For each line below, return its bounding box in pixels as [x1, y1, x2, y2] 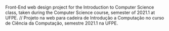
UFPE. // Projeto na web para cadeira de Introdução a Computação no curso [5, 15, 164, 20]
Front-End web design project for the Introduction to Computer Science [5, 4, 154, 10]
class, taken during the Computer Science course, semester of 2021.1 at [5, 9, 155, 15]
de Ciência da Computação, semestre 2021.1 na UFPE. [5, 20, 118, 26]
